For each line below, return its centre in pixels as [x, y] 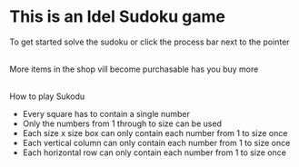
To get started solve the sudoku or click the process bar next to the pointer [149, 42]
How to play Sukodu [47, 96]
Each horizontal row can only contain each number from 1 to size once [154, 152]
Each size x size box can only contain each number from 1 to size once [155, 133]
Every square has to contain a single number [106, 113]
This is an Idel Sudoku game [117, 17]
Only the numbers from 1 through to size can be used [122, 123]
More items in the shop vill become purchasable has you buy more [134, 69]
